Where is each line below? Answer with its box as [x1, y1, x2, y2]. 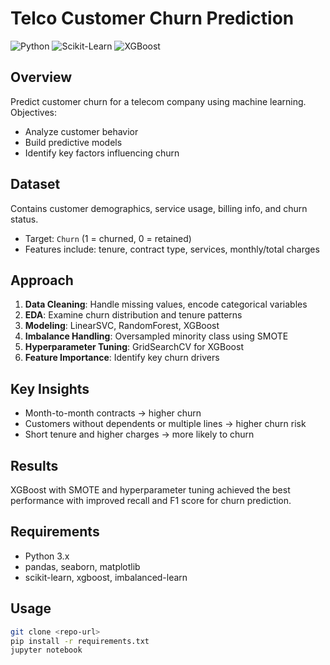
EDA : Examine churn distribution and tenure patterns [24, 309, 243, 321]
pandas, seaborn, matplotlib [24, 560, 141, 572]
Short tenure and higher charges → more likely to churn [24, 428, 255, 441]
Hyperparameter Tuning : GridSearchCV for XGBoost [24, 341, 244, 353]
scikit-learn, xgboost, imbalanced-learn [24, 571, 188, 583]
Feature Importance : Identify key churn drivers [24, 352, 220, 364]
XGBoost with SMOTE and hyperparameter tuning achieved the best [10, 484, 291, 496]
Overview [10, 69, 73, 86]
